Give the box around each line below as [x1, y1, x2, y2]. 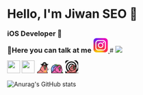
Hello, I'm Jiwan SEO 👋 [7, 6, 138, 22]
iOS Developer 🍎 [7, 29, 62, 38]
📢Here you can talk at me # [7, 45, 114, 55]
